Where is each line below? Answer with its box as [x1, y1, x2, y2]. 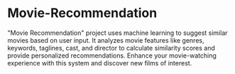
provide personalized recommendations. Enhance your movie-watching [7, 51, 217, 60]
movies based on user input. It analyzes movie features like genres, [7, 36, 204, 44]
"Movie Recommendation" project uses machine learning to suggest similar [7, 28, 229, 37]
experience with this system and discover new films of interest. [7, 58, 192, 67]
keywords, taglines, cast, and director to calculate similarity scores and [7, 43, 215, 52]
